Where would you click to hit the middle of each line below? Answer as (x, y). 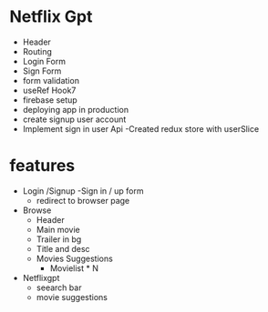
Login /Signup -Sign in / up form (83, 191)
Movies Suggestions (75, 258)
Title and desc (63, 248)
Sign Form (42, 71)
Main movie (58, 229)
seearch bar (59, 287)
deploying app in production (76, 109)
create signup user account (74, 119)
